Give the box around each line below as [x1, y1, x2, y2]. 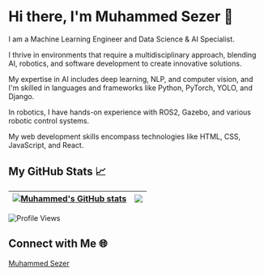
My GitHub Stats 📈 [8, 165, 107, 179]
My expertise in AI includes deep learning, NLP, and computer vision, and [8, 74, 253, 84]
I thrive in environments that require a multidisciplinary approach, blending [8, 50, 257, 59]
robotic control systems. [8, 115, 90, 125]
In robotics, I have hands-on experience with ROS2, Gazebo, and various [8, 107, 251, 117]
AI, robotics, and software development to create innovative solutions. [8, 58, 242, 68]
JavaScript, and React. [8, 140, 84, 149]
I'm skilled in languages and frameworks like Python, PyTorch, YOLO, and [8, 83, 253, 93]
